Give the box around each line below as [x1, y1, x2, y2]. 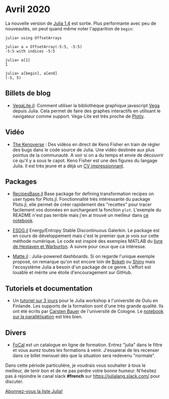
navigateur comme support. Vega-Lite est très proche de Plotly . [12, 113, 145, 119]
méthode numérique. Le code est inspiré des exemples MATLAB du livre [12, 238, 163, 244]
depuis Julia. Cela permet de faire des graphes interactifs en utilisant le [12, 108, 161, 114]
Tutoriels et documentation [5, 284, 92, 293]
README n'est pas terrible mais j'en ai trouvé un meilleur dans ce [12, 212, 149, 218]
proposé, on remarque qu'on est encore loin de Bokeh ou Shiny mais [12, 259, 155, 265]
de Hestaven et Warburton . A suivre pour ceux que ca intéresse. [12, 244, 146, 250]
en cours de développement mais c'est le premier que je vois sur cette [12, 233, 159, 239]
